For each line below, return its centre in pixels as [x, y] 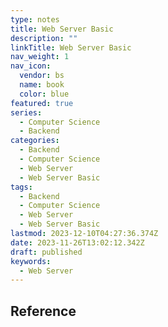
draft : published [46, 252]
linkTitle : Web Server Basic [71, 47]
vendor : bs [42, 76]
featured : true [42, 103]
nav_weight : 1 [40, 57]
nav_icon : [31, 66]
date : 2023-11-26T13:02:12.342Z [77, 242]
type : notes [35, 19]
